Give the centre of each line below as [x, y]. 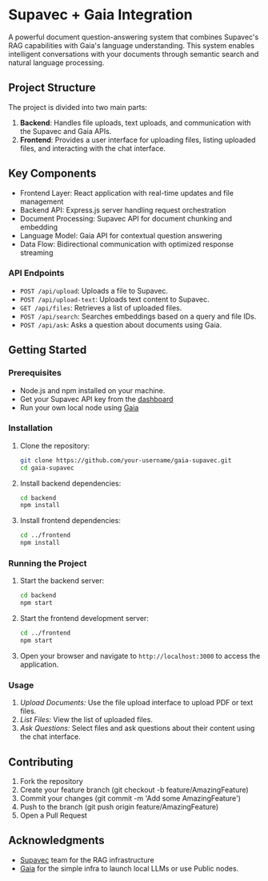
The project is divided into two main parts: [78, 107]
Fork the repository [52, 781]
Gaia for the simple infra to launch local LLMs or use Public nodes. [129, 868]
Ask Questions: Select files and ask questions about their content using [137, 729]
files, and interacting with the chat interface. [93, 148]
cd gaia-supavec [47, 468]
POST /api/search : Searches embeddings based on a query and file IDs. [138, 316]
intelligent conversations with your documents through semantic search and [134, 54]
